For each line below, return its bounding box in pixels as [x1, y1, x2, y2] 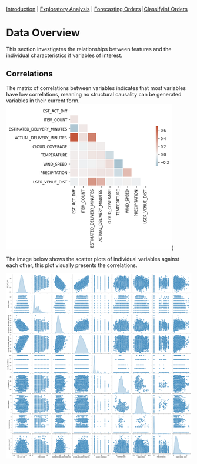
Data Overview [6, 26, 81, 39]
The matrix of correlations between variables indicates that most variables [6, 84, 186, 91]
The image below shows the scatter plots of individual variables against [6, 255, 179, 262]
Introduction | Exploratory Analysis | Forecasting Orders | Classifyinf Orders [6, 6, 188, 12]
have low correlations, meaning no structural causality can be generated [6, 91, 182, 98]
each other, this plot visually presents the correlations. [6, 262, 138, 269]
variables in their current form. [6, 97, 80, 104]
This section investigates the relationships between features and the [6, 45, 172, 52]
